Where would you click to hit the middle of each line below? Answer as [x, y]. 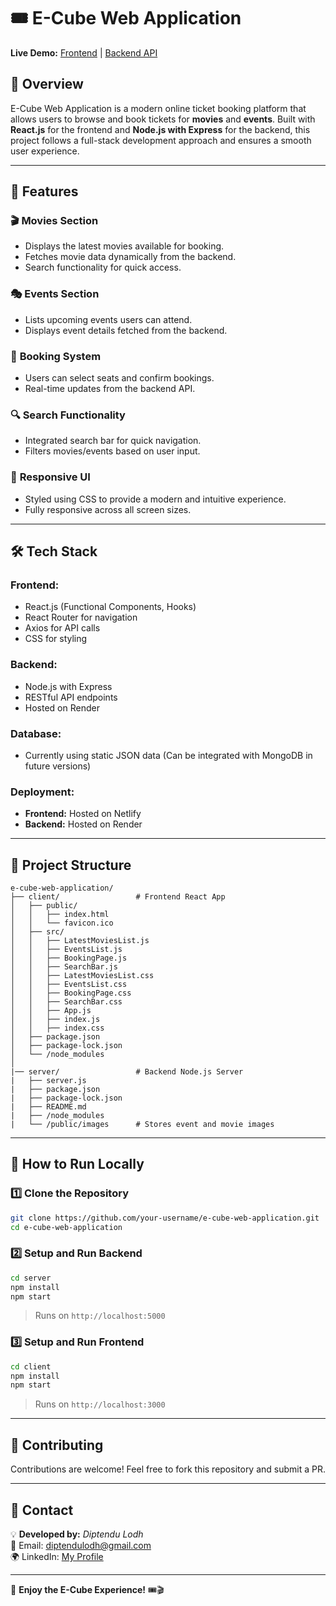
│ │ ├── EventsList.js [66, 950]
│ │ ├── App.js [51, 1011]
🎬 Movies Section [54, 221]
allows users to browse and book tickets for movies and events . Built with [163, 119]
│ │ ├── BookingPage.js [69, 958]
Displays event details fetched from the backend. [126, 330]
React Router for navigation [81, 617]
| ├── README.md [48, 1107]
